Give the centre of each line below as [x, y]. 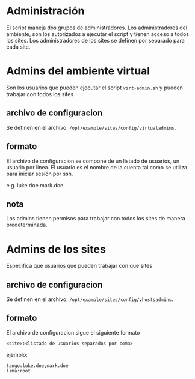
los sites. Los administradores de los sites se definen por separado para [95, 40]
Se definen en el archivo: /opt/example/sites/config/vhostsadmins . [90, 299]
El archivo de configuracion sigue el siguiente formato [73, 332]
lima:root [19, 371]
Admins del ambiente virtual [78, 71]
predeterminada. [27, 225]
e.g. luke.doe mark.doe [35, 185]
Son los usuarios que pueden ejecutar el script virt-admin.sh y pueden [95, 88]
